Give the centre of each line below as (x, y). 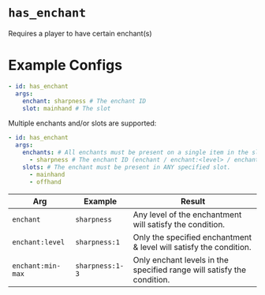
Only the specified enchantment (192, 237)
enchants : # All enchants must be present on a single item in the (135, 153)
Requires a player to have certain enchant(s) (80, 33)
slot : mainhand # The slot (67, 108)
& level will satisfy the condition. (192, 247)
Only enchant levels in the (181, 260)
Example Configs (65, 65)
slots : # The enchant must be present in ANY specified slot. (127, 167)
